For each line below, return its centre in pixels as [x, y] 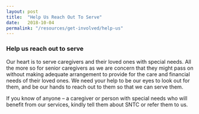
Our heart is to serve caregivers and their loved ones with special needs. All [99, 61]
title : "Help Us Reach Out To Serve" [54, 17]
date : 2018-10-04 [30, 22]
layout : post [22, 12]
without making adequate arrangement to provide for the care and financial [98, 74]
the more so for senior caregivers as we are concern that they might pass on [100, 68]
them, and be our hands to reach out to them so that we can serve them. [95, 87]
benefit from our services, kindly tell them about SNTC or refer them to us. [97, 105]
